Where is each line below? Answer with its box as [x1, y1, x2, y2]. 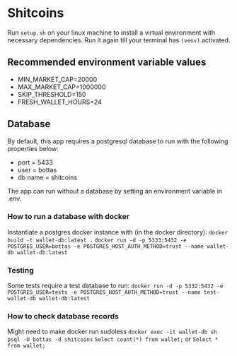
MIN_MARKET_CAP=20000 [17, 75, 98, 83]
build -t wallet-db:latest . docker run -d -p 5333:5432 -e [7, 237, 187, 244]
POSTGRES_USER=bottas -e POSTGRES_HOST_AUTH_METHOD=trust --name [7, 242, 204, 250]
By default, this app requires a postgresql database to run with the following [7, 136, 229, 146]
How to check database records [7, 311, 119, 321]
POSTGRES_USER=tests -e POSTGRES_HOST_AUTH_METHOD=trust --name [7, 289, 201, 296]
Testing [7, 265, 34, 275]
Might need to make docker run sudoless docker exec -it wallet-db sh [7, 327, 217, 336]
